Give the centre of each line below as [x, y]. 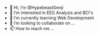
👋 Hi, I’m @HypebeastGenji [36, 8]
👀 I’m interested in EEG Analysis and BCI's [51, 13]
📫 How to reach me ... [32, 28]
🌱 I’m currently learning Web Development [52, 18]
